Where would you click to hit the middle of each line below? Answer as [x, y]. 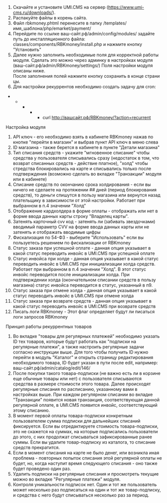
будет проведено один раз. [42, 469]
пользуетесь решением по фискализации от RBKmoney [72, 243]
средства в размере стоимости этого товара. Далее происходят [82, 384]
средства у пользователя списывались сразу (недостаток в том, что [86, 158]
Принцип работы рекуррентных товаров [49, 327]
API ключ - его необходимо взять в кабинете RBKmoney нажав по [83, 137]
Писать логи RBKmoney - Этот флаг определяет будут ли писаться [84, 312]
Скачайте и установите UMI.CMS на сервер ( [60, 7]
